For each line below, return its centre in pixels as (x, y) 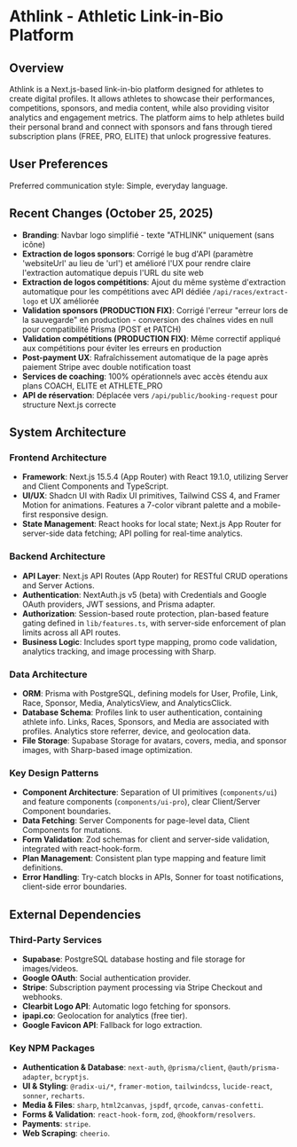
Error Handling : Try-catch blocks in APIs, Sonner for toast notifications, (152, 877)
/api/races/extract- (250, 292)
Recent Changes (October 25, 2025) (111, 213)
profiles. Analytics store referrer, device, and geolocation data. (136, 731)
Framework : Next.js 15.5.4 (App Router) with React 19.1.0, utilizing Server (155, 477)
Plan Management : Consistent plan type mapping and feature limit (144, 859)
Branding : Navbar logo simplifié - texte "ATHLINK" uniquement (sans (148, 235)
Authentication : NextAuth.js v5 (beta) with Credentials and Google (145, 594)
